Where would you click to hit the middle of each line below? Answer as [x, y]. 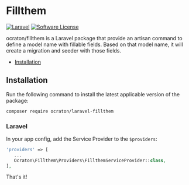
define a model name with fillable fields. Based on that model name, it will [94, 44]
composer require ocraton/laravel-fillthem [60, 111]
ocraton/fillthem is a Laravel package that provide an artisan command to [94, 38]
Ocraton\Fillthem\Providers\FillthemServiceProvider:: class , [90, 160]
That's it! [17, 177]
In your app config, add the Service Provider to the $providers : [82, 139]
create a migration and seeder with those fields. [64, 50]
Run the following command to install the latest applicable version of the [93, 94]
